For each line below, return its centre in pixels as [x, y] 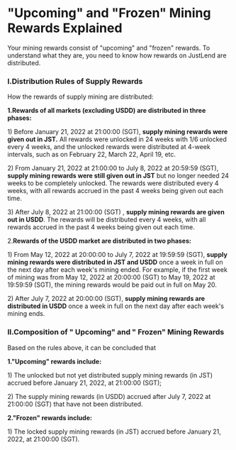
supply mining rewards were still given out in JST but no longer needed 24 [118, 176]
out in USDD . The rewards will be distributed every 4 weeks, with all [107, 220]
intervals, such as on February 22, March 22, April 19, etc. [91, 155]
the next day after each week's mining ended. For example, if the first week [118, 270]
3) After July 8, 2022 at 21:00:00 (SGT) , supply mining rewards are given [116, 212]
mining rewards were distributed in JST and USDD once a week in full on [115, 262]
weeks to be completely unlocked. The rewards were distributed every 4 [113, 183]
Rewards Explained [65, 28]
